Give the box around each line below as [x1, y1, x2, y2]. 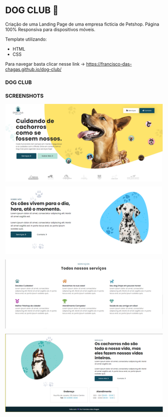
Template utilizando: [5, 36, 47, 42]
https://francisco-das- [85, 61, 132, 67]
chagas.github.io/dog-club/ [5, 66, 61, 72]
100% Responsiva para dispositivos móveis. [5, 26, 95, 32]
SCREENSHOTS [5, 92, 44, 99]
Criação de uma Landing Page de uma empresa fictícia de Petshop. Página [5, 21, 159, 27]
